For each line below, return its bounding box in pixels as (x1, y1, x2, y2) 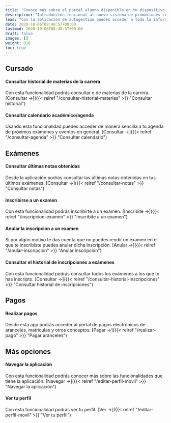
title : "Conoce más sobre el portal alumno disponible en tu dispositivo (5, 7, 165, 13)
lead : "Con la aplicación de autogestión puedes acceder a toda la (5, 17, 152, 22)
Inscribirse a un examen (5, 197, 58, 203)
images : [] (5, 36, 28, 41)
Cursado (5, 64, 34, 73)
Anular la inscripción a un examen (5, 225, 79, 232)
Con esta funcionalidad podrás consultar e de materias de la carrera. (5, 90, 150, 96)
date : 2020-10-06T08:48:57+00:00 (5, 21, 76, 27)
